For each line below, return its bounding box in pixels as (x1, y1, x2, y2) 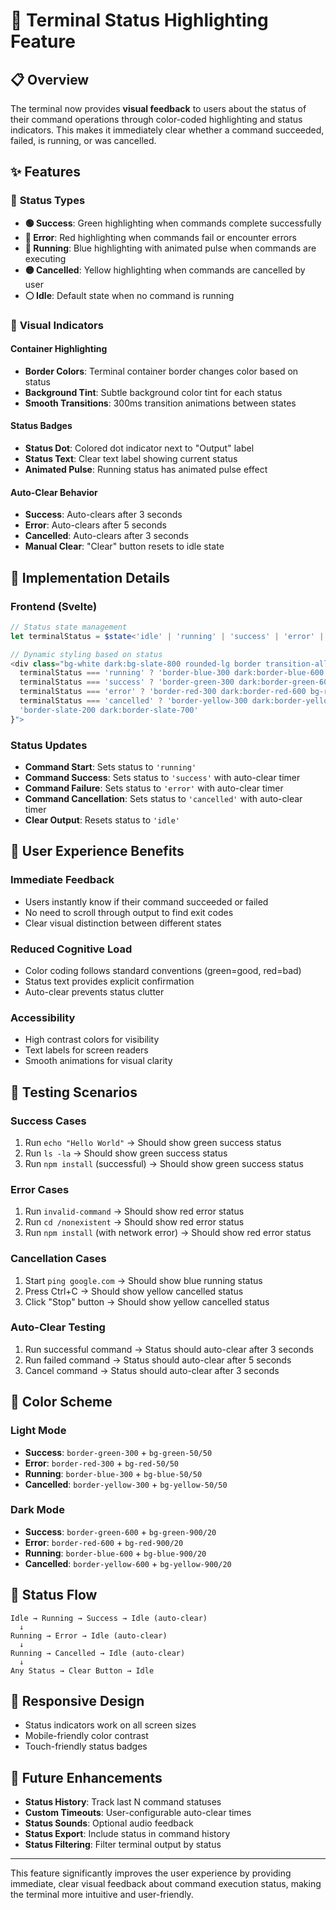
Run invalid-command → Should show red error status (24, 1205, 245, 1218)
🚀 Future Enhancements (10, 1769, 163, 1786)
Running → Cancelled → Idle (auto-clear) (10, 1648, 186, 1658)
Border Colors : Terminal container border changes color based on (24, 365, 299, 377)
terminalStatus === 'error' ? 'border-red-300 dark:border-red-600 (19, 687, 307, 697)
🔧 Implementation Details (10, 569, 171, 586)
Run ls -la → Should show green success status (24, 1147, 228, 1159)
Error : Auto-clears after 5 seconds (24, 519, 167, 531)
